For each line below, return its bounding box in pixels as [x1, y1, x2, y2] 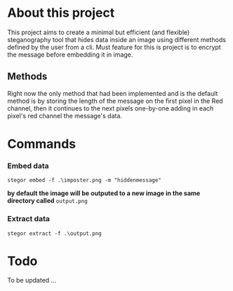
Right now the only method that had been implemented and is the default [7, 89, 218, 97]
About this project [7, 5, 115, 21]
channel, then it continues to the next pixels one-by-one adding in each [7, 104, 214, 113]
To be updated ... [7, 276, 57, 285]
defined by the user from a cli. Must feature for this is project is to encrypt [7, 43, 221, 51]
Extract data [7, 214, 51, 224]
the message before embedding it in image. [7, 50, 133, 59]
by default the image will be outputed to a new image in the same [7, 189, 201, 197]
